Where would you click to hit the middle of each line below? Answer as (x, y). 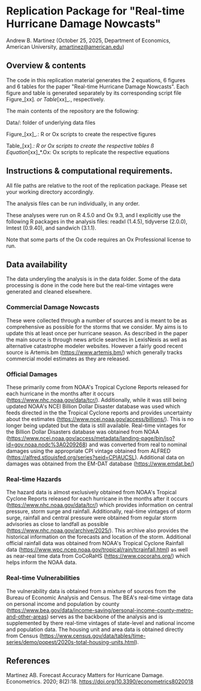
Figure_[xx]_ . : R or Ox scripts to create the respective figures (81, 134)
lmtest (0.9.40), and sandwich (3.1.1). (51, 228)
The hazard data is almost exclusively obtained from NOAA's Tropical (92, 492)
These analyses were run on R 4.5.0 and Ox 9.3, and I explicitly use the (94, 215)
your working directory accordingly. (50, 192)
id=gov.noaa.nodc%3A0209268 (46, 444)
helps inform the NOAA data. (42, 563)
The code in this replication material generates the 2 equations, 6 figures (96, 80)
